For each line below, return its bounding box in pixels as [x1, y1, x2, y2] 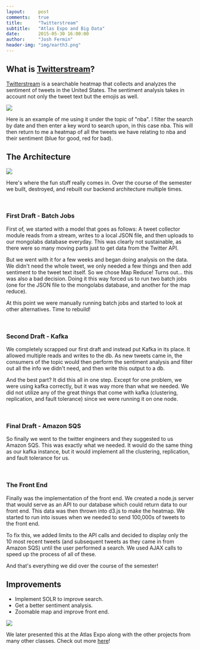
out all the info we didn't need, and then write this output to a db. [6, 365, 165, 372]
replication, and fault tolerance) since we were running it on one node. [6, 395, 179, 403]
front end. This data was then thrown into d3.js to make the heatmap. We [6, 507, 185, 514]
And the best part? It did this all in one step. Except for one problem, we [6, 376, 182, 384]
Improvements [6, 580, 61, 590]
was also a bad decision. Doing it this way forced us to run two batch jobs [6, 275, 187, 282]
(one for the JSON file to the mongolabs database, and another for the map [6, 281, 190, 289]
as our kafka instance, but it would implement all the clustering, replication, [6, 448, 190, 455]
